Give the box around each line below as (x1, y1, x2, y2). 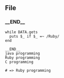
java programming (5, 51, 40, 56)
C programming (5, 59, 34, 64)
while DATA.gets (5, 29, 38, 35)
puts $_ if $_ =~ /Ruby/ (9, 34, 60, 39)
